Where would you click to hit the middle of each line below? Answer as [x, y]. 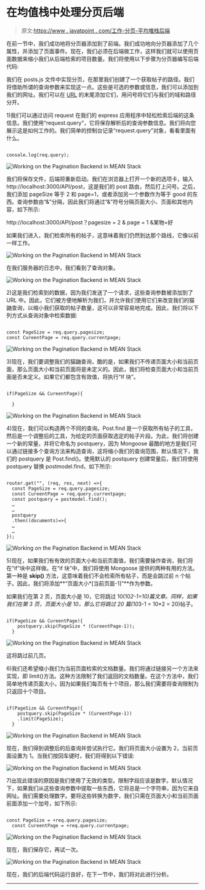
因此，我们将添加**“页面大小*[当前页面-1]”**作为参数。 [86, 583]
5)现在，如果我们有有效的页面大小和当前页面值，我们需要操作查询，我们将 [100, 560]
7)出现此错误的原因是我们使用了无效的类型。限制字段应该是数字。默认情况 [100, 780]
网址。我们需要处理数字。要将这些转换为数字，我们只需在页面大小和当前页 [100, 795]
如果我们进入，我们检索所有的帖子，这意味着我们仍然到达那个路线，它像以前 [103, 235]
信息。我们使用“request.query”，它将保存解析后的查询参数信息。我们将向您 [101, 123]
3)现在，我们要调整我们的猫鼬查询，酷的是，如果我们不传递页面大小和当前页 [103, 361]
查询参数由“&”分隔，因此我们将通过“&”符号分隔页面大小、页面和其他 [102, 201]
